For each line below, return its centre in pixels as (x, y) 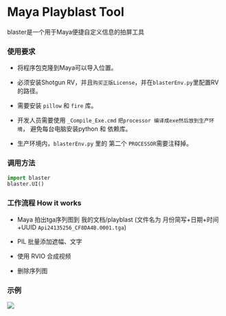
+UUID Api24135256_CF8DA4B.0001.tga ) (72, 227)
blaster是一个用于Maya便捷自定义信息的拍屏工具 (76, 32)
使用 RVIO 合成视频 (44, 256)
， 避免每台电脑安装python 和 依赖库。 (77, 129)
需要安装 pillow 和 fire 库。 (57, 106)
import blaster (29, 178)
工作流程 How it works (44, 203)
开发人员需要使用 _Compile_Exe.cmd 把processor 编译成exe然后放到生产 (113, 120)
